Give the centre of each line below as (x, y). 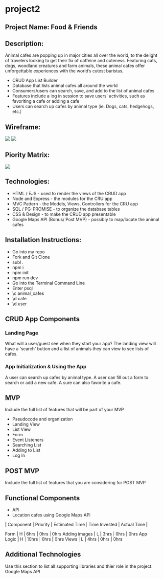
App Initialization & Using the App (46, 367)
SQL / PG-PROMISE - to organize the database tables (66, 209)
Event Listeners (28, 440)
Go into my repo (28, 252)
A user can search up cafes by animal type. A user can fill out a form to (77, 377)
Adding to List (26, 450)
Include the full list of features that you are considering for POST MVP (75, 483)
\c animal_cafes (28, 293)
